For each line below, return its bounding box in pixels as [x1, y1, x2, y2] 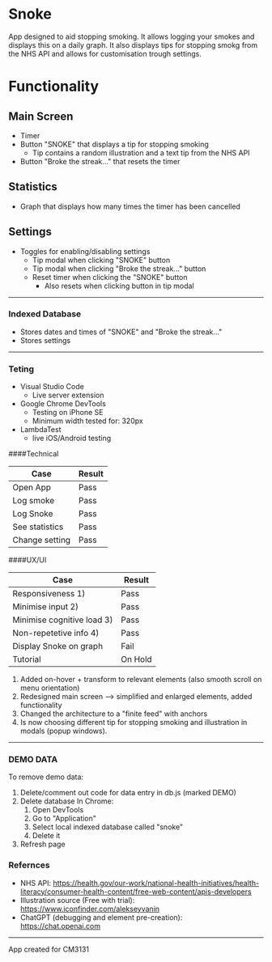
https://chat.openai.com [19, 921, 101, 930]
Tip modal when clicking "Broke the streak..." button [32, 264, 206, 273]
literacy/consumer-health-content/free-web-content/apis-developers [19, 887, 253, 896]
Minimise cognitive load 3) [12, 614, 113, 625]
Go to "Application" [32, 814, 97, 824]
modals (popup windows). [19, 726, 108, 736]
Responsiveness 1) [12, 588, 86, 600]
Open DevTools [32, 805, 84, 815]
